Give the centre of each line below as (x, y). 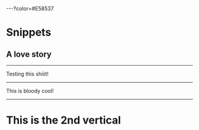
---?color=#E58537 (30, 9)
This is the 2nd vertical (64, 120)
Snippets (29, 32)
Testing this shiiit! (28, 74)
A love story (29, 54)
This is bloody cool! (30, 91)
